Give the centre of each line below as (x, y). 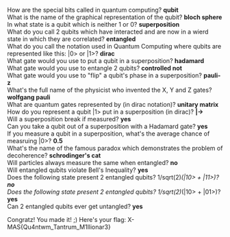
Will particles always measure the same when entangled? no (92, 163)
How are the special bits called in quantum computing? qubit (93, 10)
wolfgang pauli (29, 97)
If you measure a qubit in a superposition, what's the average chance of (108, 134)
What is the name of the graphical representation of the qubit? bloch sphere (115, 17)
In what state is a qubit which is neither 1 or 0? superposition (93, 24)
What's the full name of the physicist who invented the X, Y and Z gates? (110, 90)
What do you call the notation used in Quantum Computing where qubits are (114, 46)
